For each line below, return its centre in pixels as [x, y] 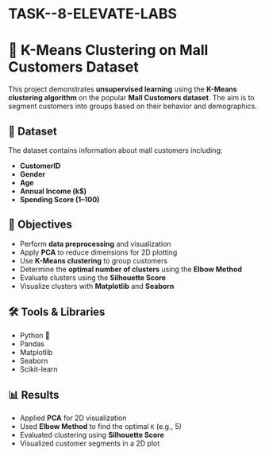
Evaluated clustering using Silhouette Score [92, 435]
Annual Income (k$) [53, 191]
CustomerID [40, 166]
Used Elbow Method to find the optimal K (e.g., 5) [101, 427]
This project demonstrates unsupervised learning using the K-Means [123, 89]
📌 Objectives [40, 225]
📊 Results [34, 395]
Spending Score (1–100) [60, 199]
